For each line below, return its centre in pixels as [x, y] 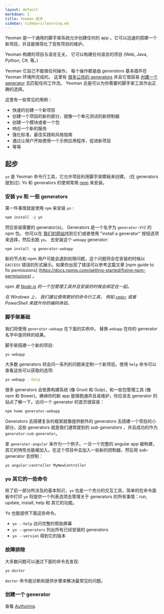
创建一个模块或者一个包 [36, 123]
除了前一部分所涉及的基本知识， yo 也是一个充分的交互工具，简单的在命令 [79, 491]
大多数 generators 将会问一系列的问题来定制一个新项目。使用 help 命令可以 [81, 364]
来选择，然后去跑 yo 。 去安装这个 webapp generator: [57, 240]
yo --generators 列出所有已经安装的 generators [60, 530]
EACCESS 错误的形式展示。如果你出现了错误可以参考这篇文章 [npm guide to [80, 265]
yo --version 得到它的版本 [39, 536]
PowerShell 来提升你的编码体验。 [38, 303]
